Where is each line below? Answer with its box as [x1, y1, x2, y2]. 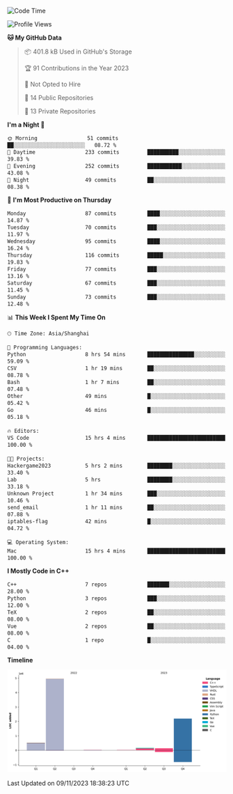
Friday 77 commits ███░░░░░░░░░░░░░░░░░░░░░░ [7, 266, 226, 273]
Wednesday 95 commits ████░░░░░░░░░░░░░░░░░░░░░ [7, 238, 226, 245]
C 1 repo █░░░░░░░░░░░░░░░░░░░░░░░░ [7, 637, 226, 644]
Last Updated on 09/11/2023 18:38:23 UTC [7, 779, 130, 788]
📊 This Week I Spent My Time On [7, 313, 106, 321]
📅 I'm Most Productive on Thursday [7, 196, 112, 204]
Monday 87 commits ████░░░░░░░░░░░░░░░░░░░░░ [7, 210, 226, 217]
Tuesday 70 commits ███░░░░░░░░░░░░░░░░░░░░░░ [7, 224, 226, 231]
